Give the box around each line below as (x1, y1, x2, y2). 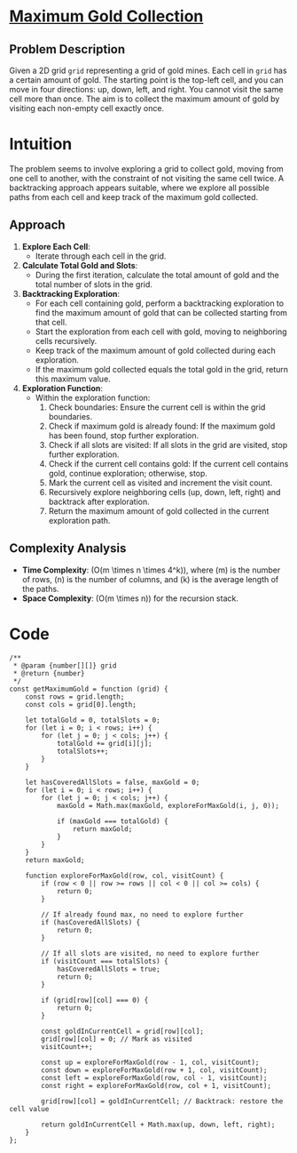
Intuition (9, 134, 73, 155)
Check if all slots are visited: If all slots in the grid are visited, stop (48, 439, 288, 450)
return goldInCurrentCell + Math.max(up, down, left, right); (41, 1120, 276, 1129)
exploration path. (48, 515, 111, 525)
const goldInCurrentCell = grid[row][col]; (41, 1027, 204, 1036)
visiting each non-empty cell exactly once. (9, 103, 165, 113)
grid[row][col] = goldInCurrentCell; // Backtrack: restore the (41, 1096, 284, 1106)
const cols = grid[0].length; (25, 700, 137, 709)
